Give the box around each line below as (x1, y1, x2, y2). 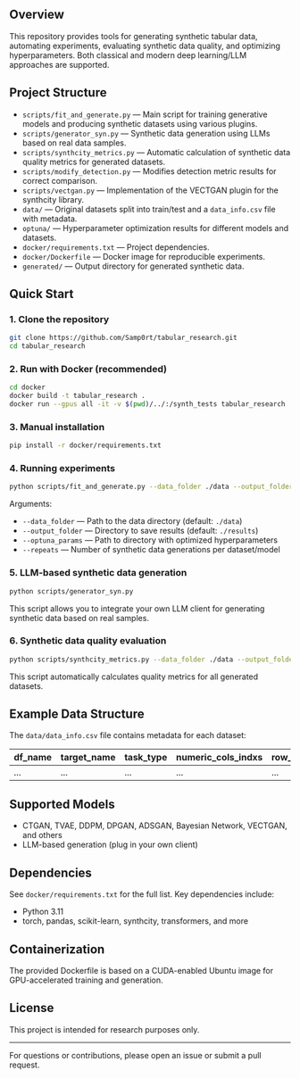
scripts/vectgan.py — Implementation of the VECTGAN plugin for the (21, 185, 279, 195)
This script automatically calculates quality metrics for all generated (9, 671, 259, 682)
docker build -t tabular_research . (9, 392, 146, 401)
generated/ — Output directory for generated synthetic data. (21, 261, 245, 271)
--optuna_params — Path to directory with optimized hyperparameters (21, 535, 279, 545)
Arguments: (9, 499, 53, 510)
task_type (124, 751, 168, 764)
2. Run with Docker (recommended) (9, 362, 168, 375)
